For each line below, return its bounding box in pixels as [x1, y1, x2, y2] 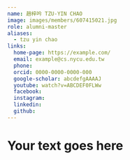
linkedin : [13, 101, 42, 108]
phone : [13, 62, 33, 69]
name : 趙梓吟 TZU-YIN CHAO [7, 10, 82, 17]
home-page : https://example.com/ [13, 50, 111, 57]
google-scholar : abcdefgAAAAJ [13, 75, 101, 82]
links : [7, 43, 27, 50]
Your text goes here [7, 138, 124, 154]
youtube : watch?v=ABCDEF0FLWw [13, 82, 101, 89]
